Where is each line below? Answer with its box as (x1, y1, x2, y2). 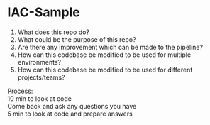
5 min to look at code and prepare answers (7, 109, 133, 118)
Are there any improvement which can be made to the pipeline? (17, 43, 204, 51)
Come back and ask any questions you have (7, 102, 137, 110)
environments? (17, 58, 62, 66)
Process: (7, 87, 33, 95)
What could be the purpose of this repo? (17, 35, 136, 43)
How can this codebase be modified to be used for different (17, 65, 193, 74)
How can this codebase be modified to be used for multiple (17, 50, 192, 59)
